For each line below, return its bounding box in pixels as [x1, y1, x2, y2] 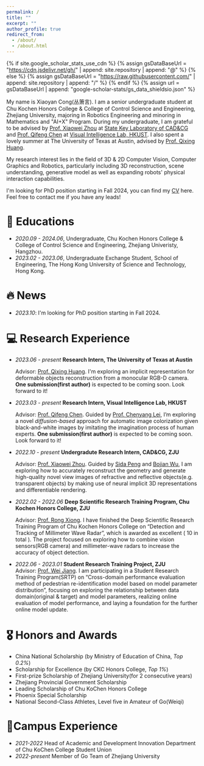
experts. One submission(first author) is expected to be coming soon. [15, 430, 193, 438]
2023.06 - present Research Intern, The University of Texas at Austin [15, 356, 193, 363]
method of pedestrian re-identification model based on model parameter [15, 580, 198, 587]
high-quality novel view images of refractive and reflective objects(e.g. [15, 473, 193, 480]
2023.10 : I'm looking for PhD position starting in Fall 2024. [15, 309, 161, 316]
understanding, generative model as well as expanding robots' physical [6, 168, 185, 176]
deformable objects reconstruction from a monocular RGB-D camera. [15, 374, 189, 381]
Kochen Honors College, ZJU [15, 504, 90, 512]
